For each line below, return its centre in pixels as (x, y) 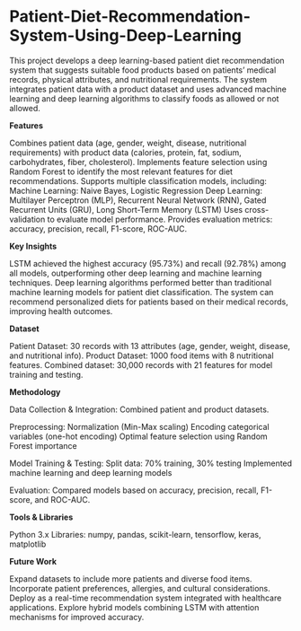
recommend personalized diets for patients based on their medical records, (149, 302)
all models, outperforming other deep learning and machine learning (136, 273)
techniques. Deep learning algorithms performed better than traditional (141, 282)
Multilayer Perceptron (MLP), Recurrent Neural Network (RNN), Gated (138, 200)
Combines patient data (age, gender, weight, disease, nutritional (128, 143)
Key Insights (33, 246)
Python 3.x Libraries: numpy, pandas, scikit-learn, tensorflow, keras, (135, 534)
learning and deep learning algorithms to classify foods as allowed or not (144, 98)
